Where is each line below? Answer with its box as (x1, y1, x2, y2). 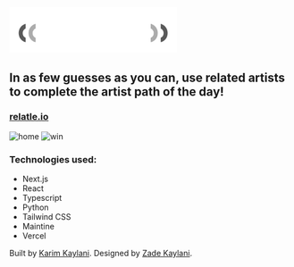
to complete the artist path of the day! (9, 84, 225, 99)
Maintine (21, 221, 55, 232)
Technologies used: (9, 153, 97, 165)
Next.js (21, 173, 49, 185)
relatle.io (9, 111, 49, 123)
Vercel (21, 230, 46, 241)
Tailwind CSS (21, 212, 71, 222)
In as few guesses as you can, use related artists (9, 70, 286, 85)
